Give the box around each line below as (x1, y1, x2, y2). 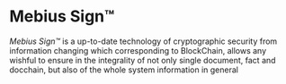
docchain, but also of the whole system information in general (9, 64, 238, 75)
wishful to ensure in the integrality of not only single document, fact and (9, 55, 276, 65)
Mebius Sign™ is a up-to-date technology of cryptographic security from (9, 36, 278, 46)
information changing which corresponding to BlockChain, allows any (9, 45, 267, 55)
